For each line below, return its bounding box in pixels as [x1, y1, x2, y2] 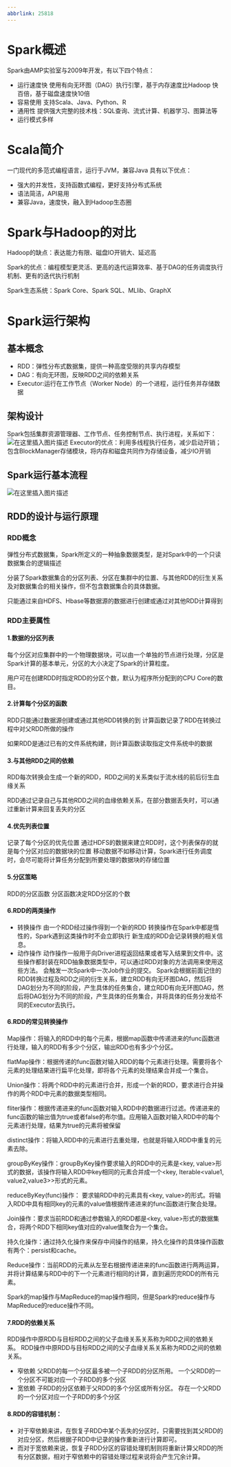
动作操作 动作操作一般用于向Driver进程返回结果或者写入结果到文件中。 [16, 949, 217, 957]
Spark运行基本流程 [7, 469, 88, 481]
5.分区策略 [7, 873, 38, 881]
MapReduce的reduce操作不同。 [7, 1302, 98, 1310]
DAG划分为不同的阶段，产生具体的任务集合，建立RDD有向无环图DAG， [16, 983, 218, 992]
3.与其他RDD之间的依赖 [7, 756, 74, 765]
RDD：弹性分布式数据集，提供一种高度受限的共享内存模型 [16, 362, 181, 371]
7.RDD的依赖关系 [7, 1318, 55, 1326]
